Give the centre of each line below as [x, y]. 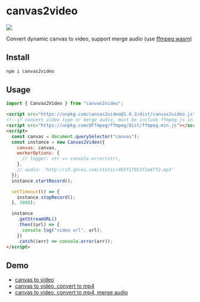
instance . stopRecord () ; [46, 197]
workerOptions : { [38, 153]
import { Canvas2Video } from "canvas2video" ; [65, 104]
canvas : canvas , [37, 147]
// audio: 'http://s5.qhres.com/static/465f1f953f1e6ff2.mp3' [96, 170]
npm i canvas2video [30, 71]
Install [18, 58]
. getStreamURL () [37, 219]
